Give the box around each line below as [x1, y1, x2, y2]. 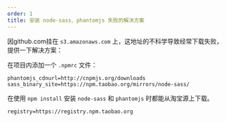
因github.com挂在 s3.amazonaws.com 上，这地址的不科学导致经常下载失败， [7, 36, 223, 46]
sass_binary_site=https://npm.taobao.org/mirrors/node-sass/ [7, 81, 190, 88]
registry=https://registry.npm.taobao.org [7, 108, 133, 115]
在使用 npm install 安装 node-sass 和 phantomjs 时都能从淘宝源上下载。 [7, 94, 214, 102]
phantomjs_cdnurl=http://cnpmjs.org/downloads [7, 74, 146, 81]
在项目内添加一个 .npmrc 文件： [7, 60, 98, 69]
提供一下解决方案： [7, 46, 63, 54]
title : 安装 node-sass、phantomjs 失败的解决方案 [7, 17, 145, 24]
